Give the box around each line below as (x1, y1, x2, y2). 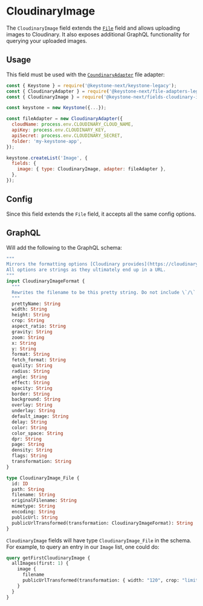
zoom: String (11, 335, 45, 341)
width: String (11, 306, 47, 313)
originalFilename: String (11, 498, 77, 504)
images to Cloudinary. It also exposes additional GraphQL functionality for (6, 30, 190, 38)
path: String (11, 486, 45, 492)
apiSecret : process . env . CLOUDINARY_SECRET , (11, 132, 123, 139)
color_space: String (11, 430, 63, 436)
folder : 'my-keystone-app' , (11, 138, 83, 144)
